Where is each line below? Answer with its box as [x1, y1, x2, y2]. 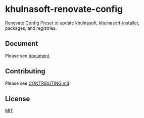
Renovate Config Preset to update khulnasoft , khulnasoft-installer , [5, 20, 140, 26]
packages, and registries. [5, 25, 57, 31]
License [5, 94, 30, 103]
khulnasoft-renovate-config [5, 3, 123, 15]
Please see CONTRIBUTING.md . [5, 80, 71, 86]
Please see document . [5, 53, 51, 59]
